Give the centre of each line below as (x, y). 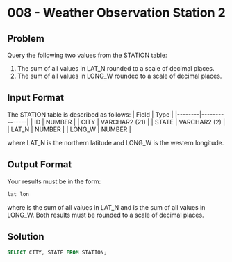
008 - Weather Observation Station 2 (116, 13)
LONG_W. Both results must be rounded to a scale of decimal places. (106, 215)
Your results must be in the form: (54, 181)
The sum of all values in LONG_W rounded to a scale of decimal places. (119, 76)
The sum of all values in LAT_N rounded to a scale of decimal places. (116, 68)
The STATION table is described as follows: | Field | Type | (90, 114)
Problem (26, 39)
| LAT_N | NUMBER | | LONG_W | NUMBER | (69, 129)
